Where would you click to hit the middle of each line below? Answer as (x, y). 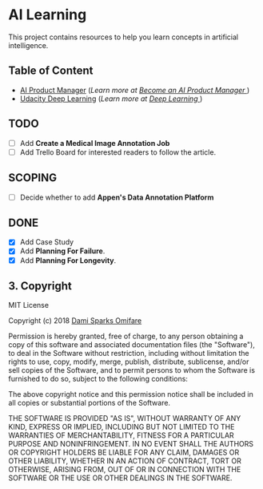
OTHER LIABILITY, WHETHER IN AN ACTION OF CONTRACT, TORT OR (125, 461)
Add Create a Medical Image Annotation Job (95, 143)
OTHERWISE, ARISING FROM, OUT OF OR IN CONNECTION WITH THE (125, 470)
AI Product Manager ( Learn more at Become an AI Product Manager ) (135, 90)
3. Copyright (40, 286)
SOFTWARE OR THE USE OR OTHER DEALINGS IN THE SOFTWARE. (120, 478)
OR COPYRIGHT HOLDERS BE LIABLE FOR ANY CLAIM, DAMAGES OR (124, 453)
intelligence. (28, 45)
